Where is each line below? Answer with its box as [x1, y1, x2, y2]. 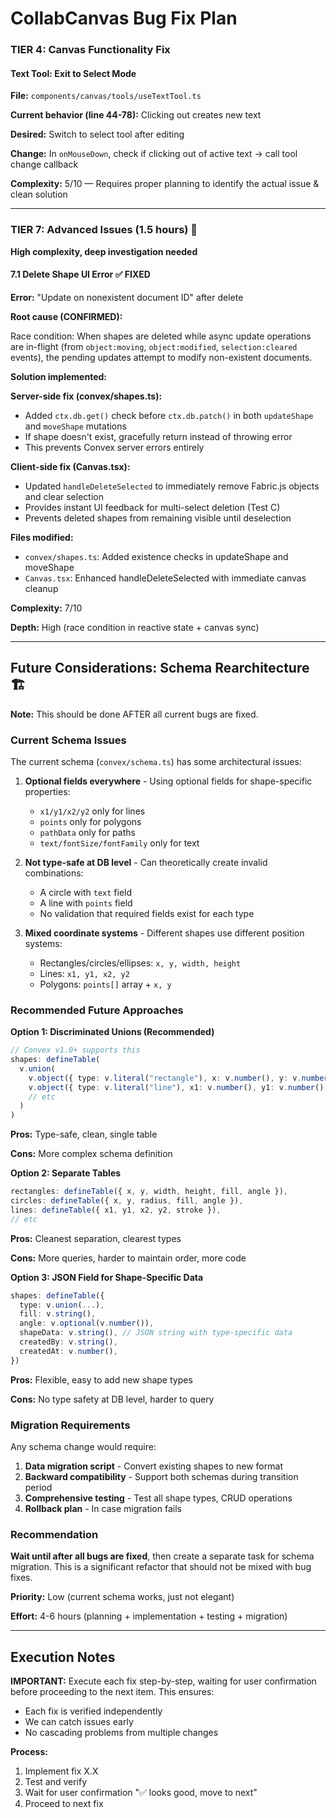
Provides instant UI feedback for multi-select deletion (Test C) [24, 501, 281, 513]
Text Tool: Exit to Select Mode [10, 67, 137, 79]
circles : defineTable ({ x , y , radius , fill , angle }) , [10, 1196, 244, 1206]
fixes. [10, 1572, 33, 1584]
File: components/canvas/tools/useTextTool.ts [10, 90, 202, 102]
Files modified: [10, 531, 74, 543]
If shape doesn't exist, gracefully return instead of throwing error [24, 430, 293, 442]
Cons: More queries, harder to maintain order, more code [10, 1252, 247, 1264]
